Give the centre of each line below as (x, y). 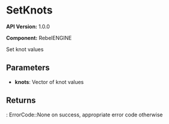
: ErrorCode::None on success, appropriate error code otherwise (84, 115)
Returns (21, 100)
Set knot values (25, 49)
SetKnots (29, 10)
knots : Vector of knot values (49, 82)
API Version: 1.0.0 (28, 26)
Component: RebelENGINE (39, 38)
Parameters (28, 68)
